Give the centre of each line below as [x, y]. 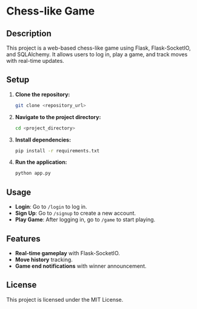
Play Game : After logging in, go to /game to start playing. [85, 220]
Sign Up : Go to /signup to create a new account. [75, 213]
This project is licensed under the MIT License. [65, 299]
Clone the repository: [42, 94]
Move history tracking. [44, 259]
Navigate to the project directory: [58, 117]
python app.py [33, 174]
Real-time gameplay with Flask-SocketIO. [67, 253]
